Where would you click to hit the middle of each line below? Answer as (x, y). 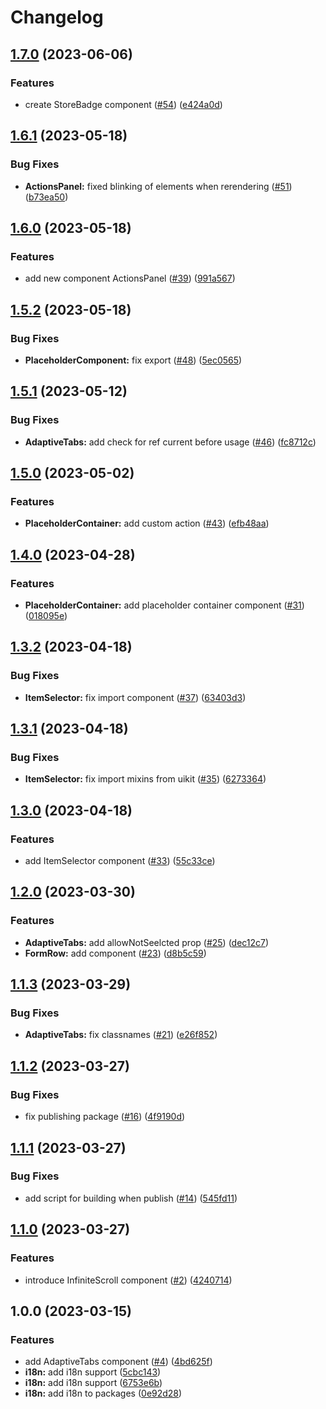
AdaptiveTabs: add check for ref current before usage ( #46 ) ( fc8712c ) (170, 442)
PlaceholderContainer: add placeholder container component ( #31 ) (164, 605)
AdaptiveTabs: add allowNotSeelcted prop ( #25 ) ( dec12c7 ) (147, 942)
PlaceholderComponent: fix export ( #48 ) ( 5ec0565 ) (133, 360)
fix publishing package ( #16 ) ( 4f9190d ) (105, 1117)
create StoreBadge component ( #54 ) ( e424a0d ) (123, 104)
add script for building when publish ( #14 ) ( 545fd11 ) (131, 1198)
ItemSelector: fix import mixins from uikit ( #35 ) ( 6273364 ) (145, 779)
